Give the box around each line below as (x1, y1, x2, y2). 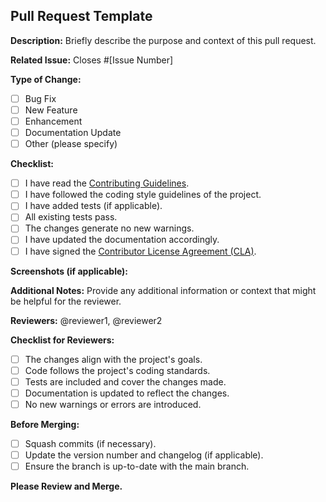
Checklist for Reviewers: (10, 334, 115, 346)
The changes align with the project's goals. (24, 353, 203, 365)
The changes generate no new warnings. (24, 222, 195, 234)
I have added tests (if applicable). (24, 200, 163, 212)
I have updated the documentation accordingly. (24, 234, 220, 246)
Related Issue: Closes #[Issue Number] (10, 54, 174, 66)
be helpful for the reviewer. (10, 295, 122, 307)
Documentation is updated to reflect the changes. (24, 387, 230, 399)
